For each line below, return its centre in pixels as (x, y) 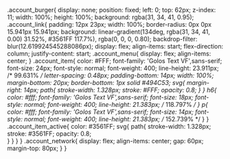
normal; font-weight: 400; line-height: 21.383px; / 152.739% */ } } (116, 119)
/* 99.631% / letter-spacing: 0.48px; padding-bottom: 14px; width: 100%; (111, 75)
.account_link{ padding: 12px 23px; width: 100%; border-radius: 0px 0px (109, 24)
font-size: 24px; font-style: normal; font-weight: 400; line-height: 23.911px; (113, 68)
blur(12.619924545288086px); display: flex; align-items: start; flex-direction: (115, 46)
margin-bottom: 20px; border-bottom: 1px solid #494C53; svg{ (96, 83)
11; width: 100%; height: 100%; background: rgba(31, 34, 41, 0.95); (101, 17)
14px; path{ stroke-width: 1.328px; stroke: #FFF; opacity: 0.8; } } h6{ (120, 90)
